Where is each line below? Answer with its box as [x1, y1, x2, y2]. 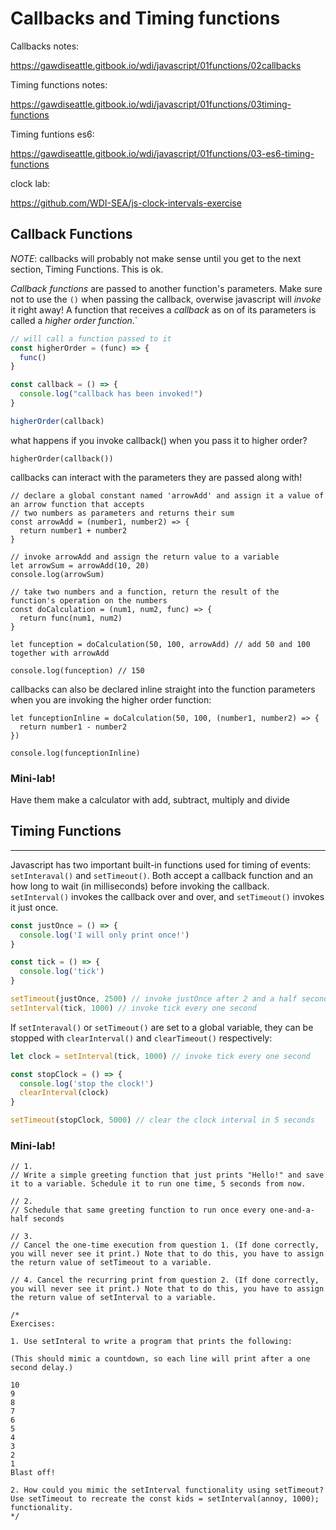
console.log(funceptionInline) [10, 748, 141, 758]
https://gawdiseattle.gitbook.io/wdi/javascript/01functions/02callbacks [10, 59, 302, 71]
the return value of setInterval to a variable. [10, 1293, 217, 1303]
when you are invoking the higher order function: [10, 693, 212, 706]
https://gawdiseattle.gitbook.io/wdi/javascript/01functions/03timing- [10, 98, 292, 110]
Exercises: [10, 1319, 56, 1329]
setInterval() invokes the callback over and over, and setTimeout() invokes [10, 890, 325, 902]
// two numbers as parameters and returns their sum [10, 508, 235, 518]
